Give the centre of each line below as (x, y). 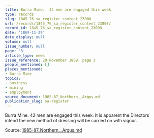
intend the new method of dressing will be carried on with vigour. (71, 121)
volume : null (18, 42)
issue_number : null (25, 46)
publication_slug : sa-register (37, 102)
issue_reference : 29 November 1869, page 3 (50, 60)
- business (16, 83)
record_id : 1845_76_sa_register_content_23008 (54, 28)
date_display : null (25, 37)
